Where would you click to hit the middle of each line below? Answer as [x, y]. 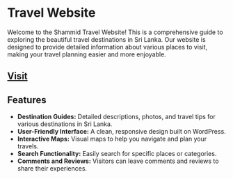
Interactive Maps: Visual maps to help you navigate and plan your [112, 139]
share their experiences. [52, 169]
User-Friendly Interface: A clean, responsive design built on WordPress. [121, 132]
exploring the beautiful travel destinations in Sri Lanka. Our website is [107, 39]
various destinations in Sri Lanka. [65, 124]
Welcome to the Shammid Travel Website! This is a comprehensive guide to [115, 32]
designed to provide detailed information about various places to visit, [107, 47]
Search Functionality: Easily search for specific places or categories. [117, 154]
